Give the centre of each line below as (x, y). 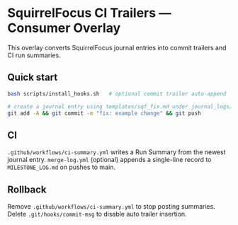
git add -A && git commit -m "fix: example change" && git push (104, 113)
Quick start (33, 77)
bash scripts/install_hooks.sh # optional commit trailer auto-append (117, 93)
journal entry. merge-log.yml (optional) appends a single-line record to (109, 160)
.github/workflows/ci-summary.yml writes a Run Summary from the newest (117, 152)
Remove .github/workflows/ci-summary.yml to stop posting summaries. (112, 206)
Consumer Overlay (64, 28)
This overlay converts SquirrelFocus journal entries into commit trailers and (117, 47)
